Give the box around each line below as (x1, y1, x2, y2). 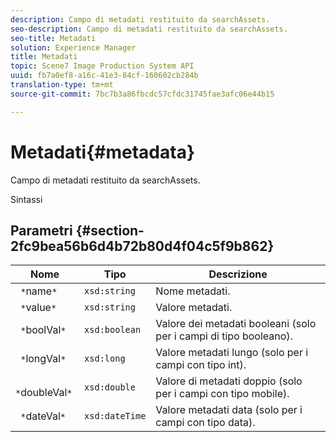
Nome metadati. (155, 284, 231, 298)
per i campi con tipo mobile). (155, 387, 290, 401)
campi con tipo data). (155, 416, 256, 430)
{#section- (75, 222, 145, 239)
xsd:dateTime (84, 411, 147, 422)
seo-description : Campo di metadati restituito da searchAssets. (10, 24, 288, 34)
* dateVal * (20, 409, 67, 423)
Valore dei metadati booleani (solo (155, 317, 317, 331)
